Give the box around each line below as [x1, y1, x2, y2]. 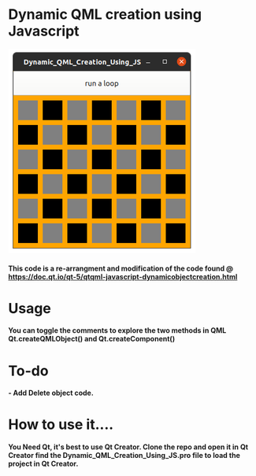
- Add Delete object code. [8, 388, 95, 398]
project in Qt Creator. [8, 459, 79, 468]
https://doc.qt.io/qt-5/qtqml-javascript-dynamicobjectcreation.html [8, 271, 238, 281]
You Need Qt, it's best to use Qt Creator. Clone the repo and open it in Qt [8, 442, 249, 452]
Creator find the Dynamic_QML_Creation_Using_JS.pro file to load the [8, 450, 240, 459]
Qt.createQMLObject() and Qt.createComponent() [8, 334, 176, 344]
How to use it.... [8, 415, 114, 434]
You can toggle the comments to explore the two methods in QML [8, 326, 227, 335]
